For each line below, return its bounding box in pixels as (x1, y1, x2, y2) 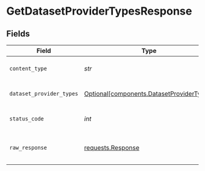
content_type (9, 65, 48, 72)
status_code (9, 116, 45, 122)
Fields (6, 29, 31, 39)
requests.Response (84, 144, 140, 152)
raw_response (9, 144, 48, 151)
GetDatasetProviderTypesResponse (6, 4, 192, 18)
